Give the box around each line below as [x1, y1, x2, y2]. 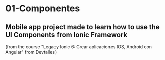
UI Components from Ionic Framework [5, 30, 128, 39]
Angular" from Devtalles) [5, 49, 57, 55]
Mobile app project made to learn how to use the [5, 23, 160, 31]
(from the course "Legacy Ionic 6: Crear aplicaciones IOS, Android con [5, 44, 152, 50]
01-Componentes [5, 3, 80, 14]
